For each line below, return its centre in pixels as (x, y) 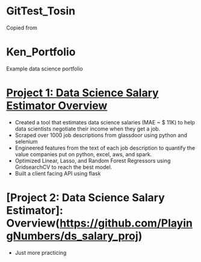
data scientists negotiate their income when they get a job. (88, 129)
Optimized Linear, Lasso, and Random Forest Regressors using (93, 160)
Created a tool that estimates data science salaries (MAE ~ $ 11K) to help (105, 122)
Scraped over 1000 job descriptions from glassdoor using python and (101, 135)
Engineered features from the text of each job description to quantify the (105, 148)
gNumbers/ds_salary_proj (72, 236)
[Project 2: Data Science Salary (86, 198)
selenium (26, 141)
